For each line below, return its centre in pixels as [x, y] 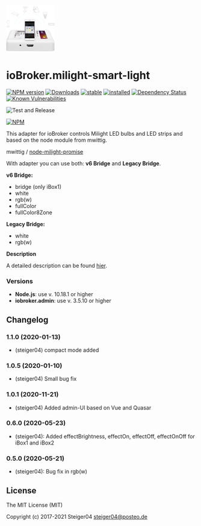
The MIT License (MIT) [35, 505]
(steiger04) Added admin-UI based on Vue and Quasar [83, 407]
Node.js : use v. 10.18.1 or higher [54, 294]
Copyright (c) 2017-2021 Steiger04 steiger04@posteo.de [77, 516]
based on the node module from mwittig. [57, 140]
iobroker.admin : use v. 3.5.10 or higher [63, 301]
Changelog [27, 319]
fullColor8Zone [34, 212]
